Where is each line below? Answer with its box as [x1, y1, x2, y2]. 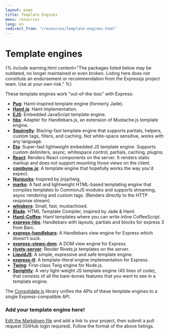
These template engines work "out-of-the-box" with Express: [5, 91, 133, 97]
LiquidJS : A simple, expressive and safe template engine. [12, 251, 133, 257]
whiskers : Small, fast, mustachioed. [12, 203, 88, 209]
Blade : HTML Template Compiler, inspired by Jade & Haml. [12, 208, 136, 214]
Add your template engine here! [5, 306, 85, 313]
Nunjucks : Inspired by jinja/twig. [12, 176, 81, 182]
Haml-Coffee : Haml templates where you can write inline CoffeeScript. [12, 214, 161, 220]
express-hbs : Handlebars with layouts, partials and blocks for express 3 [12, 219, 164, 226]
